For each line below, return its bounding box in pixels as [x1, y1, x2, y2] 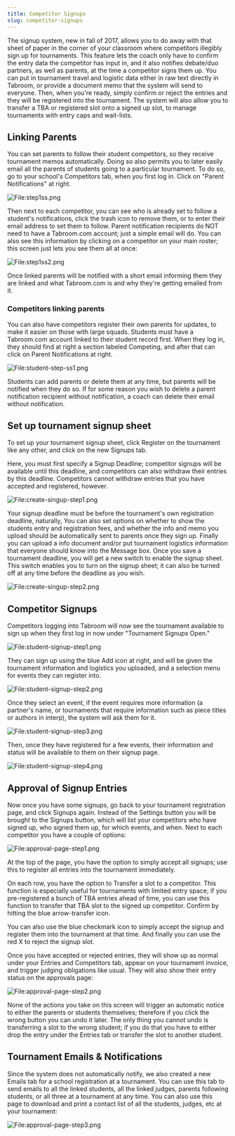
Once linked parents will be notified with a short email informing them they [7, 271, 222, 280]
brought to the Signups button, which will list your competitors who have [7, 816, 217, 825]
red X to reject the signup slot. [7, 938, 95, 946]
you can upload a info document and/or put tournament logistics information [7, 539, 228, 548]
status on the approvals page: [7, 974, 93, 982]
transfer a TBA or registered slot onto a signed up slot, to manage [7, 103, 197, 112]
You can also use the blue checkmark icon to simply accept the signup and [7, 922, 224, 931]
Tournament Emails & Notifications [7, 1051, 163, 1063]
